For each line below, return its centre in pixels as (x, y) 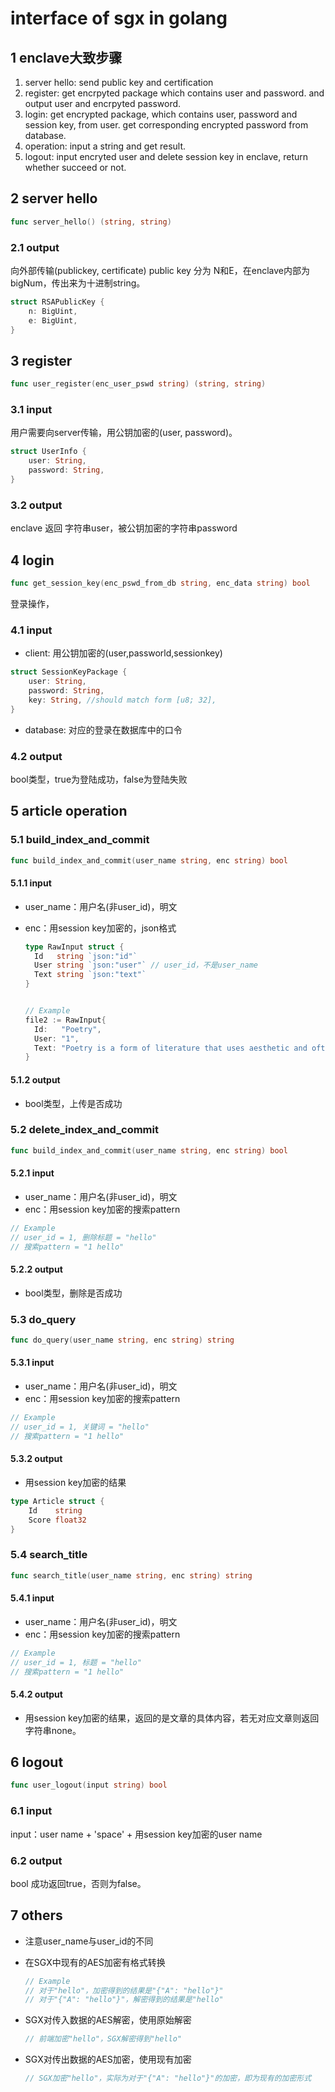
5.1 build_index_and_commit (80, 840)
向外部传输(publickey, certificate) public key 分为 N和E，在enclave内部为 (160, 270)
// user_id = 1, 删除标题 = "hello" (83, 1237)
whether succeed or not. (75, 167)
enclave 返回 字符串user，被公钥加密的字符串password (124, 528)
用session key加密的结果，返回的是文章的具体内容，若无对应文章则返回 (172, 1718)
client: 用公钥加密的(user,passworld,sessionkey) (123, 653)
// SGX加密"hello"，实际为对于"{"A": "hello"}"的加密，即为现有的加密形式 (168, 2078)
